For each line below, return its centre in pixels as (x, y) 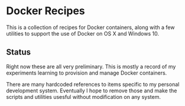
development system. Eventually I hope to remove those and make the (92, 91)
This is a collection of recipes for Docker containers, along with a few (90, 27)
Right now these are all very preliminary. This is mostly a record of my (91, 66)
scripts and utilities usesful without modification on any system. (84, 97)
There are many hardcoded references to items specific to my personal (93, 84)
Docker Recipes (46, 11)
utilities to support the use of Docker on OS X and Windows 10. (83, 33)
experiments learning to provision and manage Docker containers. (87, 73)
